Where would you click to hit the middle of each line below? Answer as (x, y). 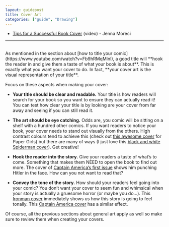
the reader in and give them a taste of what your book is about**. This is (80, 64)
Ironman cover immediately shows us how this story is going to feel (82, 199)
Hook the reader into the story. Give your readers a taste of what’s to (84, 157)
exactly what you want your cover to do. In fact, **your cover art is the (78, 70)
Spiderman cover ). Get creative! (46, 147)
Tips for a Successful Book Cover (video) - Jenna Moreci (72, 34)
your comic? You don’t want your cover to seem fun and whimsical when (88, 188)
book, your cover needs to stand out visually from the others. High (81, 131)
